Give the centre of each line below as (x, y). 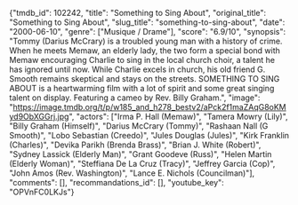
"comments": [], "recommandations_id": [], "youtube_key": (117, 182)
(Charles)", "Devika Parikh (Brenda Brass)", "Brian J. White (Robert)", (135, 145)
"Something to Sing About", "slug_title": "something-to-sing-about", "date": (147, 22)
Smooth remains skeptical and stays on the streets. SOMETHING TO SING (145, 79)
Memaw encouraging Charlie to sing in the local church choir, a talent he (142, 60)
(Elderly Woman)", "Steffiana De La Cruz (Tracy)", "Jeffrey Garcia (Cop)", (142, 164)
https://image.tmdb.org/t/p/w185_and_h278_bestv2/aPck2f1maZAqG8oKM (149, 107)
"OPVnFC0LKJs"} (42, 192)
